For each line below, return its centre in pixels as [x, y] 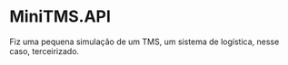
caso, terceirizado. [45, 51]
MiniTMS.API [60, 17]
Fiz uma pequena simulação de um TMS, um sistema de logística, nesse [144, 42]
